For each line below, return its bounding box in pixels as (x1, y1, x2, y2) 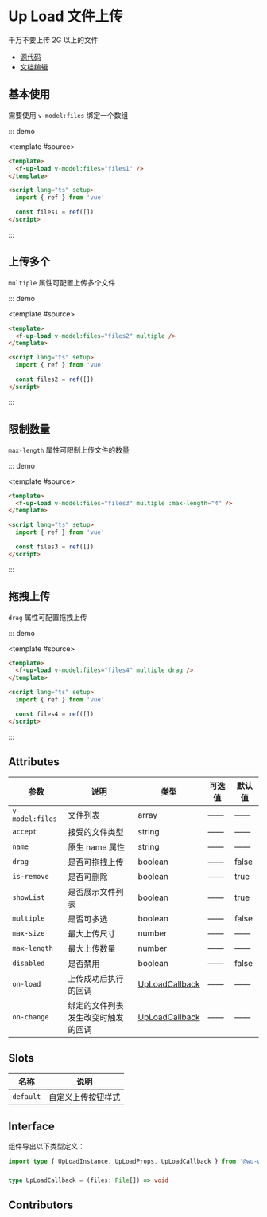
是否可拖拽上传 (67, 856, 124, 867)
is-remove (12, 872, 49, 881)
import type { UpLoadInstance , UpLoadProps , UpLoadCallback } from (8, 1157, 237, 1166)
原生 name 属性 (67, 842, 126, 853)
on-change (12, 1012, 49, 1021)
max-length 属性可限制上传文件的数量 (8, 445, 130, 454)
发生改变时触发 (67, 1011, 124, 1023)
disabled (12, 958, 45, 968)
